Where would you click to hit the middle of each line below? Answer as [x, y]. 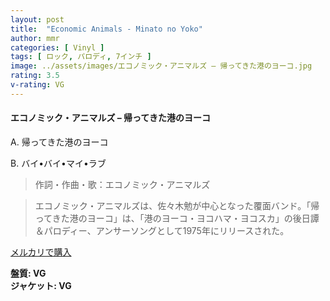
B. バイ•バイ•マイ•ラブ [58, 163]
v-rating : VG [37, 85]
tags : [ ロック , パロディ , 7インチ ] [81, 57]
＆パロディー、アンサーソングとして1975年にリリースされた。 [162, 230]
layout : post [37, 19]
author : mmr [35, 38]
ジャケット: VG [41, 285]
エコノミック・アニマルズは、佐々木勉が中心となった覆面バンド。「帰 [177, 205]
